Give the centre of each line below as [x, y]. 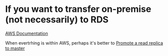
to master [15, 48]
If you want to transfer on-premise [78, 9]
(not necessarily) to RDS [57, 20]
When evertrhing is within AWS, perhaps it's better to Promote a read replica [84, 43]
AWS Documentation [27, 33]
